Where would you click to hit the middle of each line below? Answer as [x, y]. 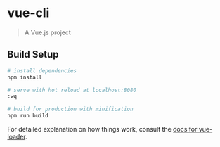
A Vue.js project [48, 32]
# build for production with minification [70, 109]
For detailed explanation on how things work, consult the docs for [102, 129]
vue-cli [28, 13]
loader [17, 136]
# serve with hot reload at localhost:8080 [72, 90]
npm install [25, 77]
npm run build [28, 116]
